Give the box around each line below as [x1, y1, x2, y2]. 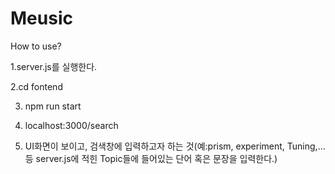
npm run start [24, 100, 82, 112]
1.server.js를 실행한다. [10, 60, 98, 72]
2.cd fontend [10, 80, 63, 92]
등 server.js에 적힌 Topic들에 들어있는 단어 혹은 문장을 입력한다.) [24, 152, 278, 164]
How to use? [10, 40, 62, 52]
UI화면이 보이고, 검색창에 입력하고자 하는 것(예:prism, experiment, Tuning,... [24, 140, 326, 152]
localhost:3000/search [24, 119, 119, 131]
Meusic [10, 7, 73, 30]
